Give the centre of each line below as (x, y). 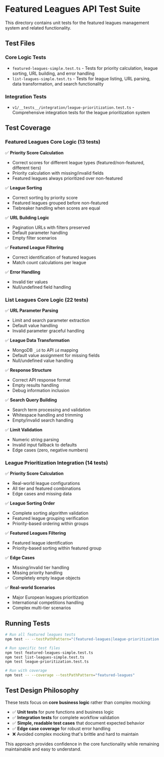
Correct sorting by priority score (45, 197)
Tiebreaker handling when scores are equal (56, 208)
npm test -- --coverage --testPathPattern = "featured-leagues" (70, 675)
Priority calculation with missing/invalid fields (58, 173)
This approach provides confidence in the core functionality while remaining (82, 744)
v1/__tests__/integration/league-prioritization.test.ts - (73, 107)
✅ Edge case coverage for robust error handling (61, 728)
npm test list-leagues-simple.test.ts (45, 657)
